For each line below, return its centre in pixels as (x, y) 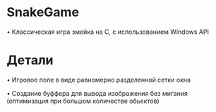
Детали (30, 60)
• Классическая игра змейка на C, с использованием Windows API (108, 32)
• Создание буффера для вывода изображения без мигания (97, 93)
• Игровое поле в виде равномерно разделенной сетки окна (99, 80)
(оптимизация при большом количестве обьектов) (83, 101)
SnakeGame (43, 12)
